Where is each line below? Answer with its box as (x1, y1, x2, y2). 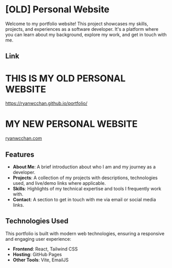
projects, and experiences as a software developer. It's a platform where (5, 26, 159, 32)
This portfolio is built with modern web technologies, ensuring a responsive (5, 230, 165, 237)
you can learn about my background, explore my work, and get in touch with (5, 31, 167, 37)
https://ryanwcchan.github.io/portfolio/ (5, 100, 88, 106)
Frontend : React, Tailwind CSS (12, 245, 78, 252)
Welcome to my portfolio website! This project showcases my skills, (5, 21, 148, 27)
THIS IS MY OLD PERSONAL (5, 72, 126, 84)
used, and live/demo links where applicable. (12, 180, 106, 186)
